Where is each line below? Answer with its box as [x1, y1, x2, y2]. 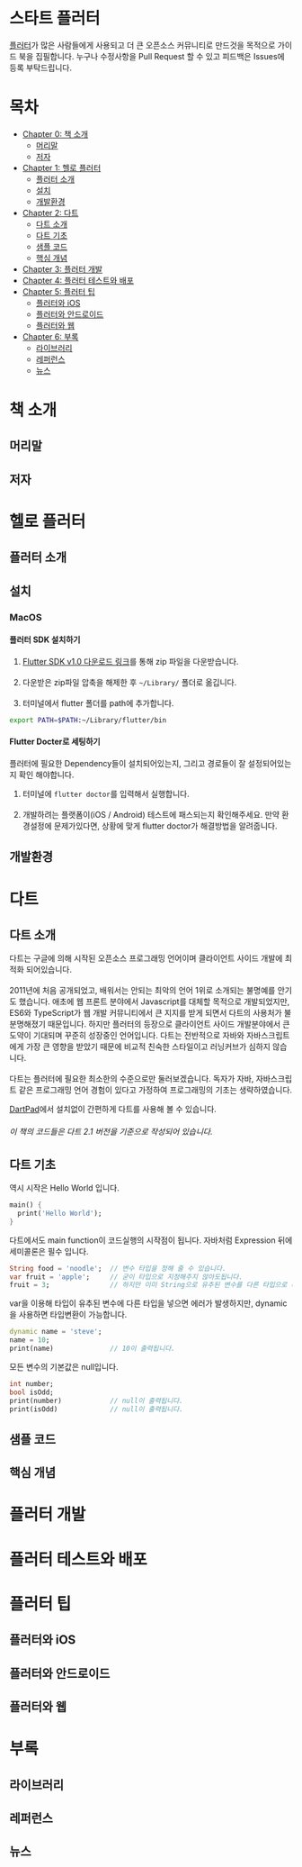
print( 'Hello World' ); [17, 1209, 102, 1218]
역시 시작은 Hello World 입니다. [9, 1183, 120, 1193]
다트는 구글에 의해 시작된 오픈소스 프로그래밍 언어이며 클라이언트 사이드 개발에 [9, 953, 283, 964]
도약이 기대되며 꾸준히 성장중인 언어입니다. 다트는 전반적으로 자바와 [9, 1030, 244, 1041]
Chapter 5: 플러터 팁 [22, 285, 96, 297]
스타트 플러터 [9, 8, 101, 29]
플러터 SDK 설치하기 [9, 634, 81, 645]
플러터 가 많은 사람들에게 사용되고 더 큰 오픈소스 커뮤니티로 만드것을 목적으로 [9, 40, 276, 50]
